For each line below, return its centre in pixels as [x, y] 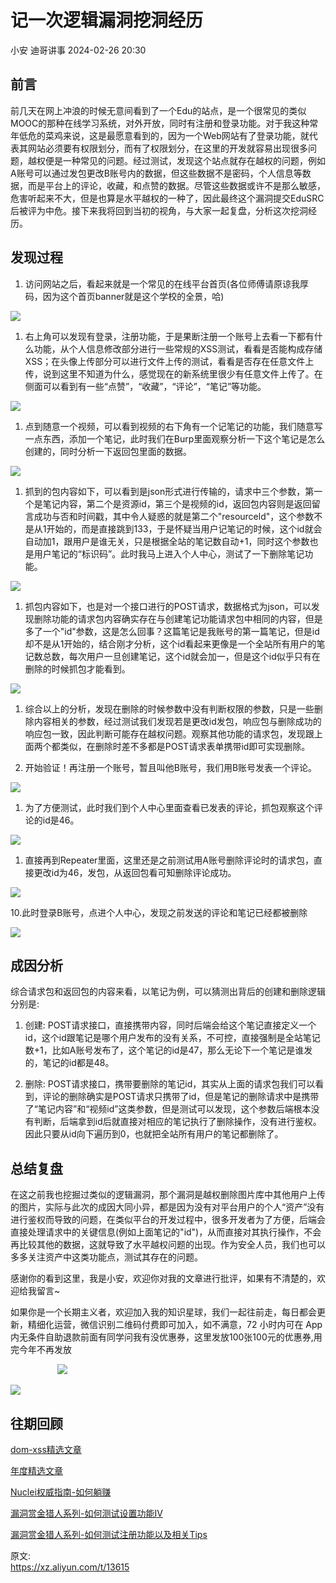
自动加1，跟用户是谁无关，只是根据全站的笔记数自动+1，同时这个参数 [167, 541]
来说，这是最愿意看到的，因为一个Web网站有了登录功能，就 [186, 135]
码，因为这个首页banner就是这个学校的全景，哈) [124, 296]
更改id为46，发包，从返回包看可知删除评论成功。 [135, 872]
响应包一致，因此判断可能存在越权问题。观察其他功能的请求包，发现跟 [169, 733]
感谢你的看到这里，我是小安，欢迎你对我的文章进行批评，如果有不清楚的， [163, 1278]
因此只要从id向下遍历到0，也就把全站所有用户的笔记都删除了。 [154, 1134]
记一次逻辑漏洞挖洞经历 [107, 20]
